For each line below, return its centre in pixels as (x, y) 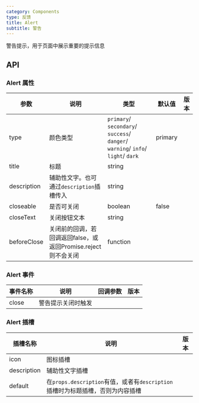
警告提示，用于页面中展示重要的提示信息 (55, 46)
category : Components (33, 12)
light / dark (123, 156)
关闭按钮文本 (67, 218)
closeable (23, 206)
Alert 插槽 (20, 322)
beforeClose (26, 242)
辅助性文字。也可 (73, 177)
